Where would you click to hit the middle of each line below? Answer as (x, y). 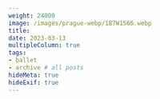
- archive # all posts (46, 68)
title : (19, 30)
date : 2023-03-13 (37, 38)
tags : (17, 53)
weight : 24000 (32, 16)
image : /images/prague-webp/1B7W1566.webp (80, 23)
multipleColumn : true (44, 46)
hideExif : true (34, 82)
